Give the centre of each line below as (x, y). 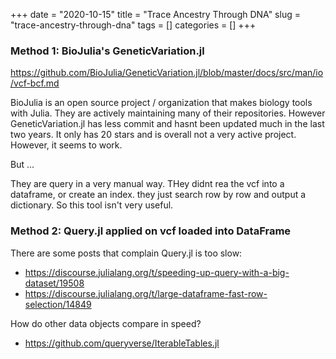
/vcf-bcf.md (35, 83)
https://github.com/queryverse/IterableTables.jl (122, 343)
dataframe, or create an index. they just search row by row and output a (158, 195)
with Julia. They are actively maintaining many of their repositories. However (168, 113)
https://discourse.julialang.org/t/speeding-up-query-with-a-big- (157, 272)
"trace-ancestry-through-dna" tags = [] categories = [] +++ (133, 25)
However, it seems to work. (66, 145)
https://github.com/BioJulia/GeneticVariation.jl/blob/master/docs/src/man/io (167, 73)
